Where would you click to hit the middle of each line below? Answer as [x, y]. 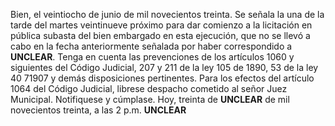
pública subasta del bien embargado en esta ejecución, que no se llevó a [160, 35]
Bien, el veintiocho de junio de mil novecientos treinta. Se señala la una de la [167, 14]
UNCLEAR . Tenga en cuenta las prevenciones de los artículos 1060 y [152, 57]
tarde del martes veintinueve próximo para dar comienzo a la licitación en [161, 25]
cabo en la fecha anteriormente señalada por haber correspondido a [151, 46]
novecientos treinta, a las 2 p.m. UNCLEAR [98, 110]
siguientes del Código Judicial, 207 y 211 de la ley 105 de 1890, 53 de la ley [164, 67]
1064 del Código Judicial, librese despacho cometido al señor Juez [149, 88]
